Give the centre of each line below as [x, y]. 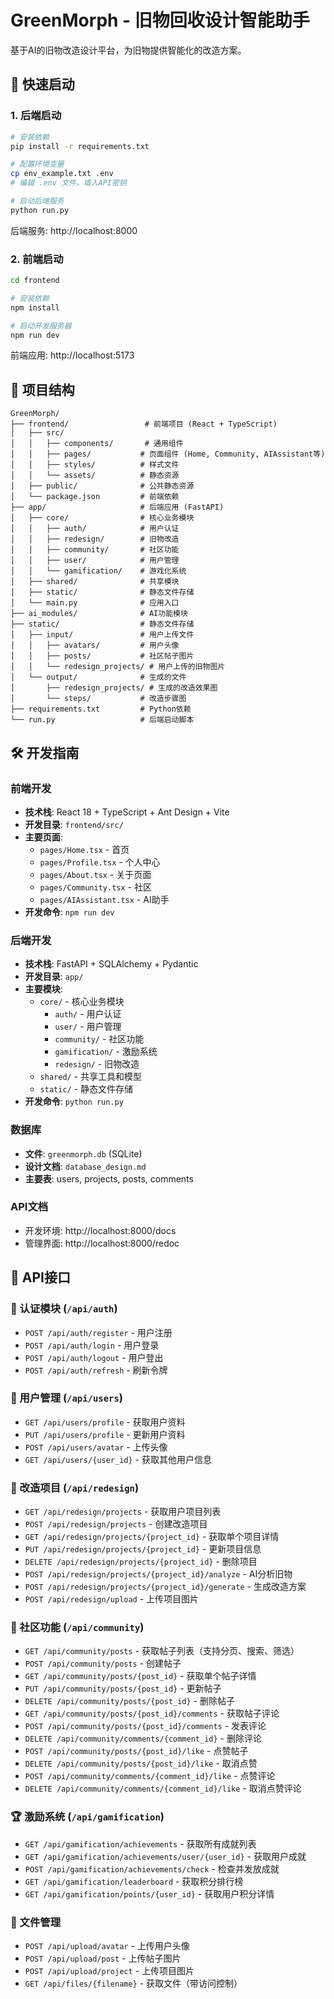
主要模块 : [43, 989]
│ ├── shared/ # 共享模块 [95, 582]
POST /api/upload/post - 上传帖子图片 [103, 1958]
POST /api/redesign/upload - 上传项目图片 [112, 1599]
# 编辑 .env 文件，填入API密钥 [68, 183]
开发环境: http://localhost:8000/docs [100, 1230]
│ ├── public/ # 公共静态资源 [102, 486]
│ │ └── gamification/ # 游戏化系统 [98, 571]
